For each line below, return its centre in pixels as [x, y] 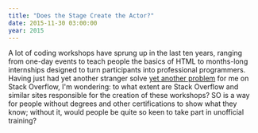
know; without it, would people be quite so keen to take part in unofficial [126, 112]
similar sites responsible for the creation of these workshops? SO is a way [129, 96]
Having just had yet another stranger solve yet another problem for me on [129, 78]
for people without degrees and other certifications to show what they [123, 104]
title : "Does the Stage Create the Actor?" [81, 16]
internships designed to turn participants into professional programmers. [127, 70]
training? [23, 121]
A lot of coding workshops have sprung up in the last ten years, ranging [125, 53]
